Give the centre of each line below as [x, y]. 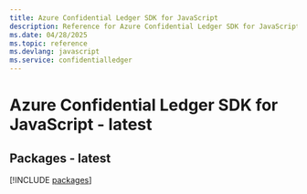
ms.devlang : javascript [55, 52]
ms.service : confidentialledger [71, 60]
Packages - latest [60, 158]
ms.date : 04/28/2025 [49, 35]
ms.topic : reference [49, 43]
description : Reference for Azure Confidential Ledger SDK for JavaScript [155, 26]
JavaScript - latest [81, 125]
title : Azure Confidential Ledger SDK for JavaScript [114, 18]
